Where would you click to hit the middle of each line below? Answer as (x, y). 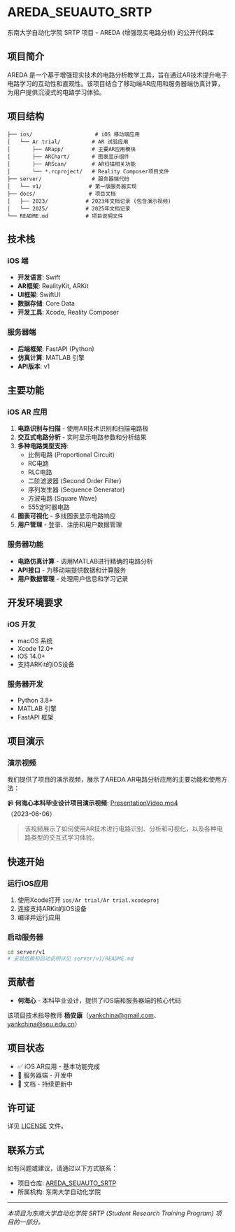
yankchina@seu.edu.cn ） (44, 1024)
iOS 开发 (22, 624)
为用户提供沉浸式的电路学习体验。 (56, 92)
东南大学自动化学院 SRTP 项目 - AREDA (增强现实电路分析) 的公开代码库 (111, 32)
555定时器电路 (49, 507)
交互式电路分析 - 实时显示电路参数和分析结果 (82, 437)
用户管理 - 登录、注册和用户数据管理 (70, 524)
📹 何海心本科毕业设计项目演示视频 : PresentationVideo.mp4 (93, 803)
